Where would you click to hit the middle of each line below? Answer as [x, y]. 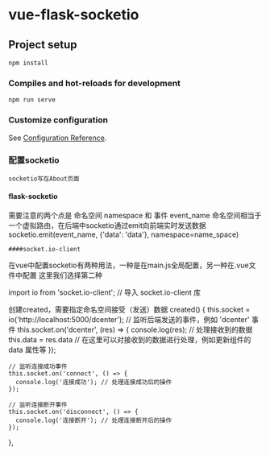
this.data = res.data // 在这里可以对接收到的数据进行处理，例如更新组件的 [130, 340]
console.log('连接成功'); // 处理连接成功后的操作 [93, 383]
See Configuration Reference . [58, 138]
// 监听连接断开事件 [38, 405]
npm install [28, 63]
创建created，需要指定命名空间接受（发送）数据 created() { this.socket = [129, 310]
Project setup [43, 45]
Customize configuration [58, 120]
